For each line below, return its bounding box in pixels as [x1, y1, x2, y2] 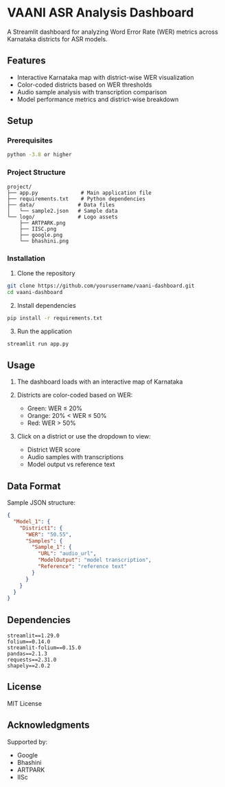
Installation [7, 253, 46, 263]
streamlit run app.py [7, 340, 69, 347]
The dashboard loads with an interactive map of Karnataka [16, 377, 183, 386]
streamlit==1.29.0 [7, 632, 60, 640]
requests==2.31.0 [7, 656, 57, 664]
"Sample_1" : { [32, 544, 72, 551]
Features [7, 55, 46, 67]
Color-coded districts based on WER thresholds [16, 81, 152, 89]
